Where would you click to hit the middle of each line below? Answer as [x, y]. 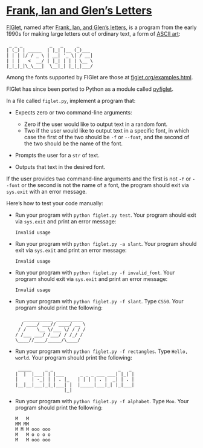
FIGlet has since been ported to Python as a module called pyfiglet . [90, 89]
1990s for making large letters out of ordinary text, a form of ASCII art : [93, 33]
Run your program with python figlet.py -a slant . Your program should [106, 243]
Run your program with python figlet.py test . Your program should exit [105, 215]
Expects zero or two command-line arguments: [73, 112]
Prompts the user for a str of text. [57, 155]
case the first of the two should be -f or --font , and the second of [107, 137]
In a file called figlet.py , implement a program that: [71, 100]
